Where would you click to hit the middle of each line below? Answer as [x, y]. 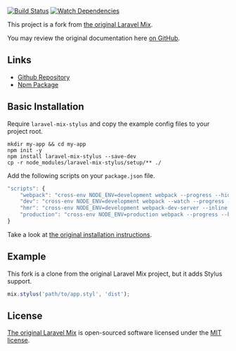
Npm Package [38, 84]
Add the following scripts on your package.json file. [81, 175]
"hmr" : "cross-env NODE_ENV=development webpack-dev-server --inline [124, 208]
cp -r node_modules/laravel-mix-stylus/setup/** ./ [84, 162]
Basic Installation [46, 107]
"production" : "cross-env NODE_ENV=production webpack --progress [119, 215]
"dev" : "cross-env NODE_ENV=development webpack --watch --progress [122, 202]
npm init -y [25, 150]
